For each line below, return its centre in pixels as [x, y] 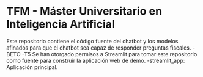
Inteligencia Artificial [61, 24]
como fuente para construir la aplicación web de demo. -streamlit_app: [96, 61]
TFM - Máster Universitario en [84, 11]
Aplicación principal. [32, 67]
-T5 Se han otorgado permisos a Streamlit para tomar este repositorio [109, 54]
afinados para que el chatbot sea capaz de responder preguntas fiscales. [99, 48]
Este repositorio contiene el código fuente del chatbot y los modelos [92, 41]
